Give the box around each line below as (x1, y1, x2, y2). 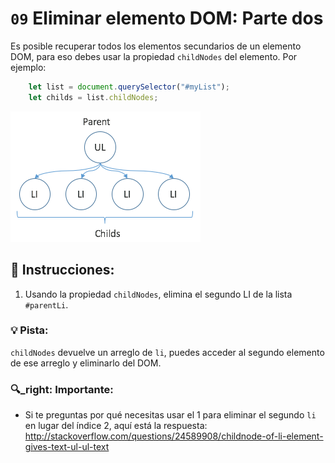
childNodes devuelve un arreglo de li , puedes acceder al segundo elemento (10, 346, 325, 358)
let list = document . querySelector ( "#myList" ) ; (28, 82, 230, 92)
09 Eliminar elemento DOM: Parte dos (10, 7, 324, 30)
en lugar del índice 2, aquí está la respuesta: (24, 420, 208, 432)
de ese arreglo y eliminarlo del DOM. (10, 357, 162, 369)
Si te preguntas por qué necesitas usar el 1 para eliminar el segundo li (24, 409, 317, 421)
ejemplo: (10, 61, 47, 73)
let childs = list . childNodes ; (28, 92, 159, 102)
